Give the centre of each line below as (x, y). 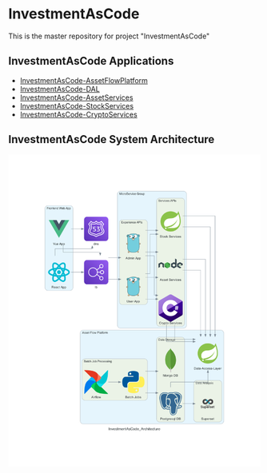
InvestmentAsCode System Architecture (112, 139)
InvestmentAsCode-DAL (60, 89)
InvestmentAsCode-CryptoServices (78, 114)
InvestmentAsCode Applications (91, 61)
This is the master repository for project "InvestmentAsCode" (109, 36)
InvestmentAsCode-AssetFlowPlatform (84, 80)
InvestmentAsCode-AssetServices (76, 97)
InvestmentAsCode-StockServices (77, 105)
